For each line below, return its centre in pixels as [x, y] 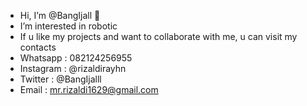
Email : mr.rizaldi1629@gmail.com [89, 89]
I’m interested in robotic [68, 26]
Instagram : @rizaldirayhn [73, 68]
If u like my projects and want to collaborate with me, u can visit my [158, 36]
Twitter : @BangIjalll [60, 79]
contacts [38, 47]
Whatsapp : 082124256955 [76, 58]
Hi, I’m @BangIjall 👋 [60, 15]
